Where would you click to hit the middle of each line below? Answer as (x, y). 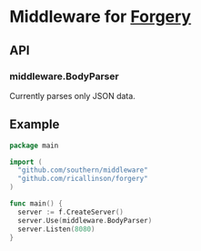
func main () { (36, 204)
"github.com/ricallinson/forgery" (83, 179)
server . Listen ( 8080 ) (56, 229)
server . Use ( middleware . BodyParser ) (85, 220)
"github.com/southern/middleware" (83, 170)
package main (34, 146)
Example (35, 125)
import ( (26, 162)
